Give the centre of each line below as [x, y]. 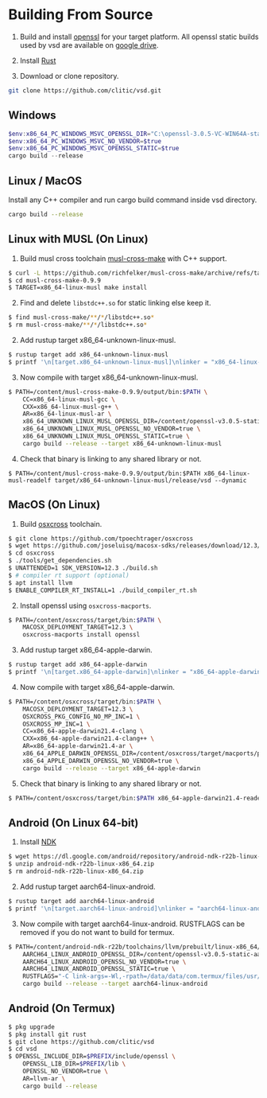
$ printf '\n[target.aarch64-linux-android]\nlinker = [101, 909]
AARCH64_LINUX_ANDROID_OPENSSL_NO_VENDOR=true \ [104, 962]
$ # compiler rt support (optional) [69, 575]
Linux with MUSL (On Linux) [78, 239]
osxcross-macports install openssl [81, 635]
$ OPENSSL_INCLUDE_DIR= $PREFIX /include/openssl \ [92, 1057]
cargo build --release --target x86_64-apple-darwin [112, 768]
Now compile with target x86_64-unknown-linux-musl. [109, 377]
